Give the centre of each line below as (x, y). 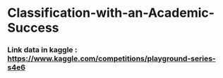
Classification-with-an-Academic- (111, 13)
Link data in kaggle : (42, 50)
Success (33, 28)
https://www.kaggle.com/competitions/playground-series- (112, 59)
